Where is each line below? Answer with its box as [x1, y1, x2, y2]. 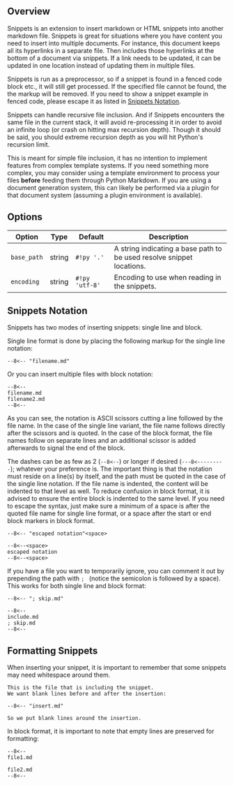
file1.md [7, 754, 33, 761]
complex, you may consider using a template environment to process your [7, 168, 220, 177]
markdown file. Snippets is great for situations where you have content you [7, 31, 223, 40]
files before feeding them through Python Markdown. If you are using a [7, 176, 212, 184]
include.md [7, 614, 39, 621]
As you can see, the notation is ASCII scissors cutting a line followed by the [7, 414, 224, 423]
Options [7, 211, 43, 223]
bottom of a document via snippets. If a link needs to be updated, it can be [7, 54, 221, 62]
